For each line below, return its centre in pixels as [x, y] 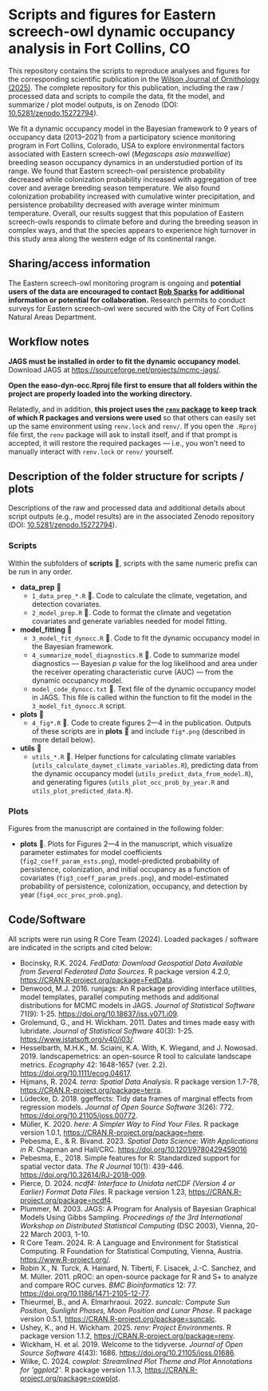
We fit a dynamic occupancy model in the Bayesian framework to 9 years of [133, 128]
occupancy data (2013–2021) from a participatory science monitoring [122, 136]
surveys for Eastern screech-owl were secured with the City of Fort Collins [131, 308]
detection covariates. [66, 604]
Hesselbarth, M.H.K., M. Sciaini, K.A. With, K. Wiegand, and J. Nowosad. [138, 1047]
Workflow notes [49, 342]
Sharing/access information [79, 264]
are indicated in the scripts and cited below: [80, 948]
